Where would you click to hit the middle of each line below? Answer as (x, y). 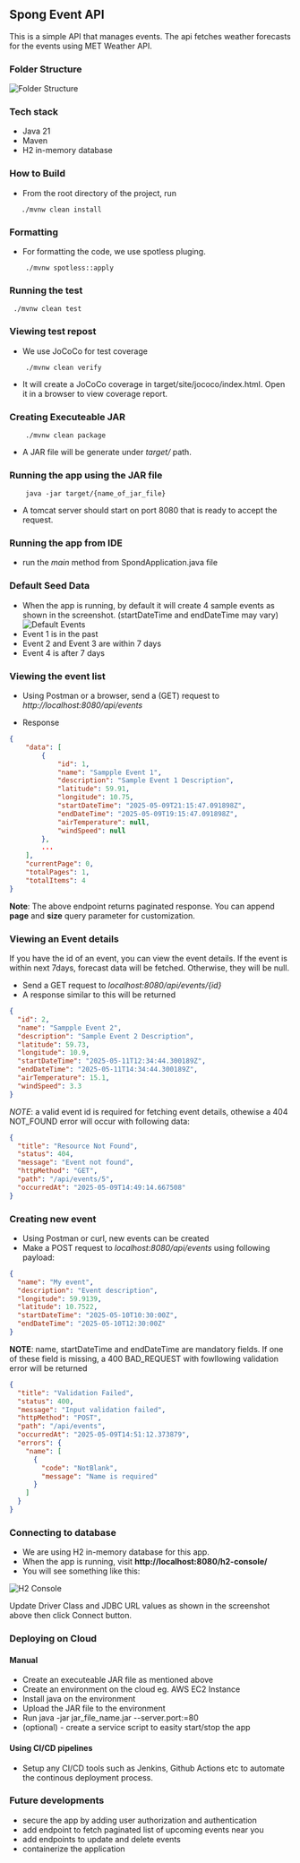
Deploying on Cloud (53, 1639)
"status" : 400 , (46, 1402)
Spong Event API (57, 15)
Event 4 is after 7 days (64, 652)
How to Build (37, 174)
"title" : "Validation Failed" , (76, 1393)
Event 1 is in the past (60, 634)
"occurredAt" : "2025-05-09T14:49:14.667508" (102, 1187)
